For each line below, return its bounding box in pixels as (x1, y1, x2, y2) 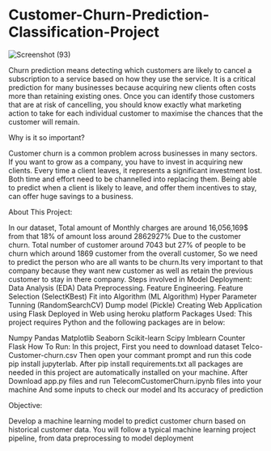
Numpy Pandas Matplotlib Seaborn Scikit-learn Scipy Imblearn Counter (8, 333, 245, 343)
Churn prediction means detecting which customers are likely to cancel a (8, 65, 252, 74)
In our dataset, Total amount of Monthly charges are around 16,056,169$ (8, 223, 249, 232)
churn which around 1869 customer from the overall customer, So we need (8, 249, 258, 258)
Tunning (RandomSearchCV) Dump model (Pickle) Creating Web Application (8, 300, 263, 309)
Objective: (8, 400, 43, 410)
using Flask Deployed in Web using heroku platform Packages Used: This (8, 308, 252, 318)
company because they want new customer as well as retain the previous (8, 266, 253, 275)
